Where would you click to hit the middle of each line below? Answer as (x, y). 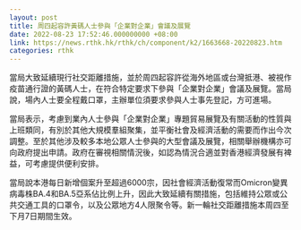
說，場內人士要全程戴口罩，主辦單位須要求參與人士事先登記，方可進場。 (142, 100)
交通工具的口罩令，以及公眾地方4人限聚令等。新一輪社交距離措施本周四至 (153, 205)
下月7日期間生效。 (43, 217)
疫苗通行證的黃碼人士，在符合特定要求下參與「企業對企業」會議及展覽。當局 (150, 89)
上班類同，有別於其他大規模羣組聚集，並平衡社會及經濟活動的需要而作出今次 (150, 130)
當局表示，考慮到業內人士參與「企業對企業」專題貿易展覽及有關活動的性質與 (150, 119)
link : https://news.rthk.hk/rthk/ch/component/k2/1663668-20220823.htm (146, 43)
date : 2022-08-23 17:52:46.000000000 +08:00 (94, 34)
